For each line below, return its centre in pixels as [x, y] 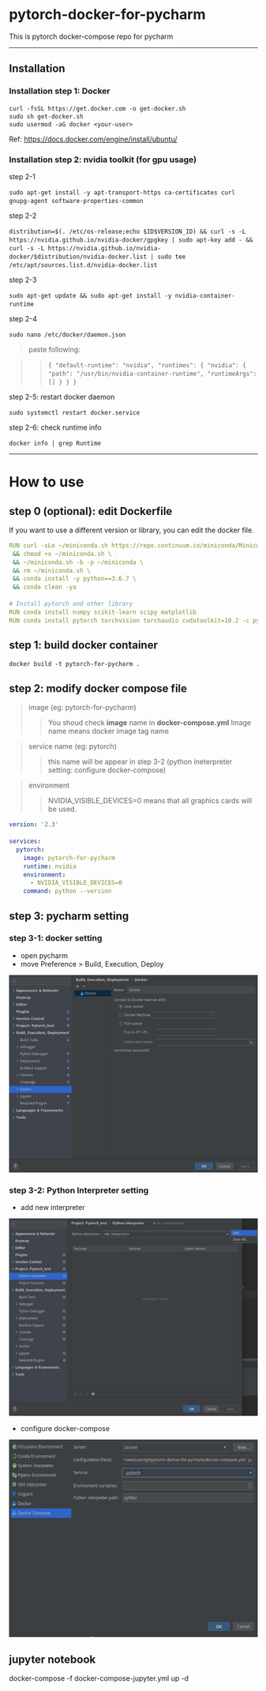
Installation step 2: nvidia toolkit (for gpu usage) [103, 160]
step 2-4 [23, 318]
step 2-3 [23, 280]
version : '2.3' [34, 825]
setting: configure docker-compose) [107, 770]
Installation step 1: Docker [60, 91]
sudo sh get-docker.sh [46, 116]
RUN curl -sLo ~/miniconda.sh [59, 545]
